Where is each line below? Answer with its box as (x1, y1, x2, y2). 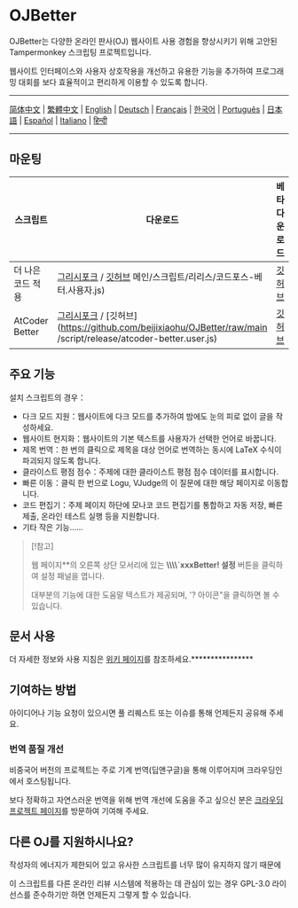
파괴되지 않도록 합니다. (21, 455, 101, 466)
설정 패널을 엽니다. (40, 570, 105, 581)
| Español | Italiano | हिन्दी (19, 114, 108, 125)
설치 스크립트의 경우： (9, 392, 86, 403)
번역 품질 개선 (9, 743, 65, 755)
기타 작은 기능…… (21, 521, 84, 532)
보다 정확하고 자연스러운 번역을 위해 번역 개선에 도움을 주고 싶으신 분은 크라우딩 (9, 794, 284, 805)
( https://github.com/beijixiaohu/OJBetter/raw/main (57, 321, 268, 333)
